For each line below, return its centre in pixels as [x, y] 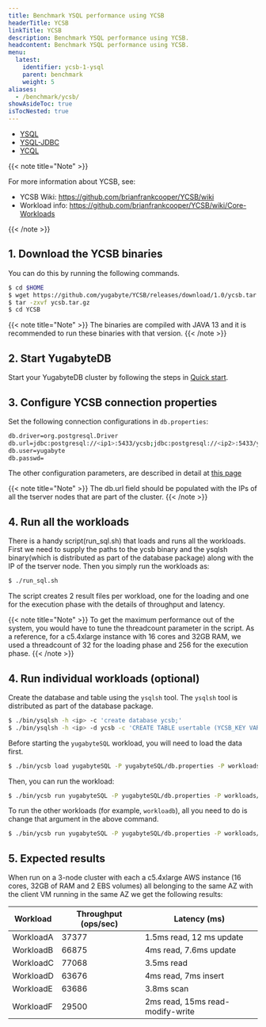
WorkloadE [32, 989]
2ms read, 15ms [176, 1002]
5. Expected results [57, 858]
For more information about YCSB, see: [72, 182]
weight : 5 [39, 82]
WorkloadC [33, 963]
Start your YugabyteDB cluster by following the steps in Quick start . [118, 377]
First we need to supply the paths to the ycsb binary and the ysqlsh [118, 550]
